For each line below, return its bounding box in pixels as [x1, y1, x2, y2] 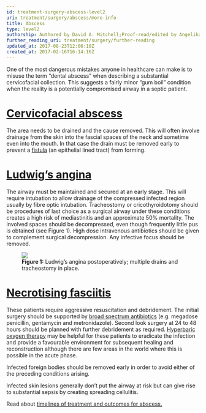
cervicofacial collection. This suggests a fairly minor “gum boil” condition [6, 78, 191, 86]
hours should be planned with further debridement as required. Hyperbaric [6, 326, 196, 333]
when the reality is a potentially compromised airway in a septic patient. [6, 85, 188, 92]
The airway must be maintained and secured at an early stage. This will [6, 188, 186, 195]
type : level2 [6, 26, 40, 32]
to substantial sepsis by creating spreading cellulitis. [6, 388, 139, 395]
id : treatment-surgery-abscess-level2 [6, 9, 105, 15]
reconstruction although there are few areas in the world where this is [6, 345, 183, 352]
